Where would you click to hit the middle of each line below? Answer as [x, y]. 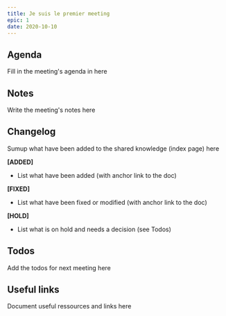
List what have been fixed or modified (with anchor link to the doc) [112, 202]
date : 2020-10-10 [32, 26]
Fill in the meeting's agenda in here [57, 72]
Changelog [32, 132]
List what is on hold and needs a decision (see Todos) [94, 229]
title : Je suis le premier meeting [59, 14]
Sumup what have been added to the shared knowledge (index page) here [113, 148]
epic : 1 [18, 20]
